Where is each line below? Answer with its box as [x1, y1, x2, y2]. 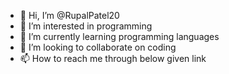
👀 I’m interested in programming [19, 20, 153, 32]
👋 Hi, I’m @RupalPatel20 [19, 10, 120, 21]
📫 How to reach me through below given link [19, 53, 207, 64]
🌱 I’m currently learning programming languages [19, 31, 220, 42]
